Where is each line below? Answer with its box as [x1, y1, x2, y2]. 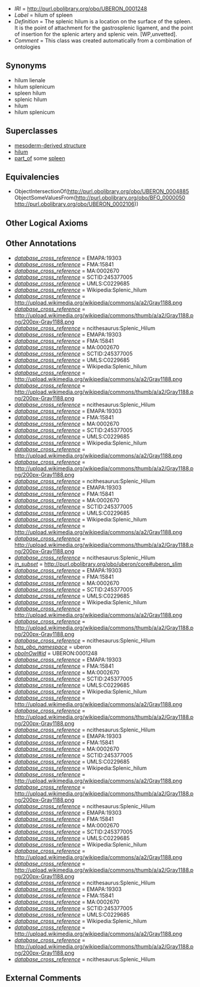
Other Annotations [5, 238, 77, 248]
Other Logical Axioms [5, 218, 88, 228]
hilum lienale [14, 76, 46, 83]
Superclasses [5, 126, 58, 136]
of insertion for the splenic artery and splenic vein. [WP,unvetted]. [14, 31, 177, 38]
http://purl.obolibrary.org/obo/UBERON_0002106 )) [14, 200, 139, 208]
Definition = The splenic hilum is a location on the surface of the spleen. [14, 18, 192, 25]
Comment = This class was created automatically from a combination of [14, 37, 192, 44]
